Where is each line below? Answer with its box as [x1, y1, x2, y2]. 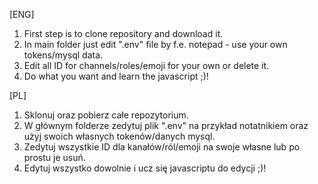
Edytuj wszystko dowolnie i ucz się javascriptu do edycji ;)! [23, 162, 267, 174]
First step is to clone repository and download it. [23, 28, 224, 39]
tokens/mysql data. [23, 49, 104, 61]
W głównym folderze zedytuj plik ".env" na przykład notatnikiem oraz [23, 120, 309, 131]
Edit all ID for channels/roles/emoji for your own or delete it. [23, 60, 270, 71]
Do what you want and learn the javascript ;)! [23, 70, 209, 82]
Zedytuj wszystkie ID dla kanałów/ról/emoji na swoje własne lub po [23, 141, 301, 153]
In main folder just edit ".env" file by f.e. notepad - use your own [23, 39, 288, 50]
